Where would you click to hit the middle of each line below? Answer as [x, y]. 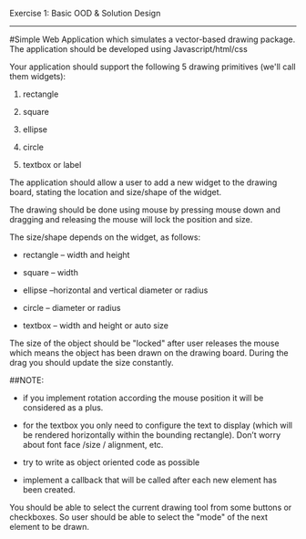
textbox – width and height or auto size [96, 326]
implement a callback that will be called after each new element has [150, 480]
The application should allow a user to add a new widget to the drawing [143, 182]
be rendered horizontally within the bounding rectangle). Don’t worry [152, 435]
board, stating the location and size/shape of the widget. [116, 192]
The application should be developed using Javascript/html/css [128, 49]
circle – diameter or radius [71, 308]
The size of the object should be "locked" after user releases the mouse [144, 343]
